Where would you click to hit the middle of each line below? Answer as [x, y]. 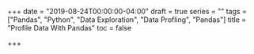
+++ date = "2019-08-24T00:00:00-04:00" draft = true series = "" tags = [127, 11]
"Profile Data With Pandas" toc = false [70, 28]
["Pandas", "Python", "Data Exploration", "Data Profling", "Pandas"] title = [127, 20]
